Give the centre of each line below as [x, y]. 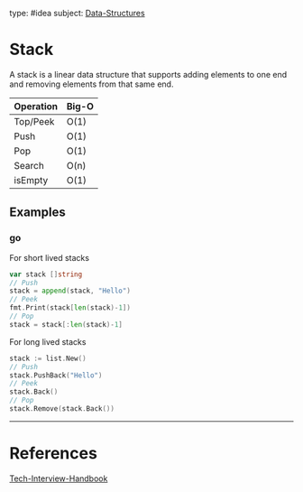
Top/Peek [34, 121]
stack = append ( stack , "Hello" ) [70, 291]
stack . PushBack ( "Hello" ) [56, 375]
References [53, 454]
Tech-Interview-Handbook [59, 478]
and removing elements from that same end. [92, 84]
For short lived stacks [50, 257]
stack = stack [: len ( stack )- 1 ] [66, 324]
